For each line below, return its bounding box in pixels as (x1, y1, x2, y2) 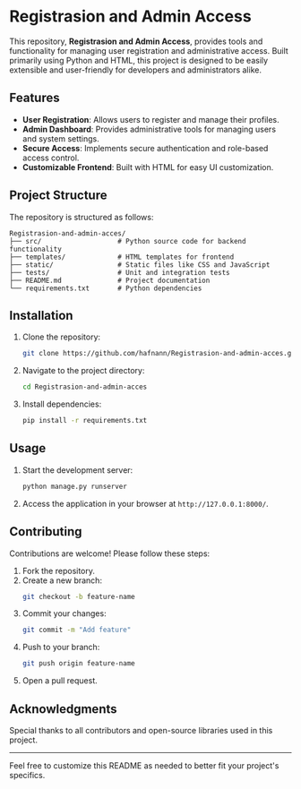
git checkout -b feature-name (21, 592, 136, 601)
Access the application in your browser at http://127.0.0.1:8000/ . (21, 498, 269, 509)
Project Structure (9, 188, 107, 203)
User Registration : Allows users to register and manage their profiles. (21, 114, 279, 124)
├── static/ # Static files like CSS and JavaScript (9, 260, 271, 270)
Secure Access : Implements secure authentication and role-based (21, 142, 269, 153)
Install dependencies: (21, 399, 102, 409)
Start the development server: (21, 464, 133, 476)
